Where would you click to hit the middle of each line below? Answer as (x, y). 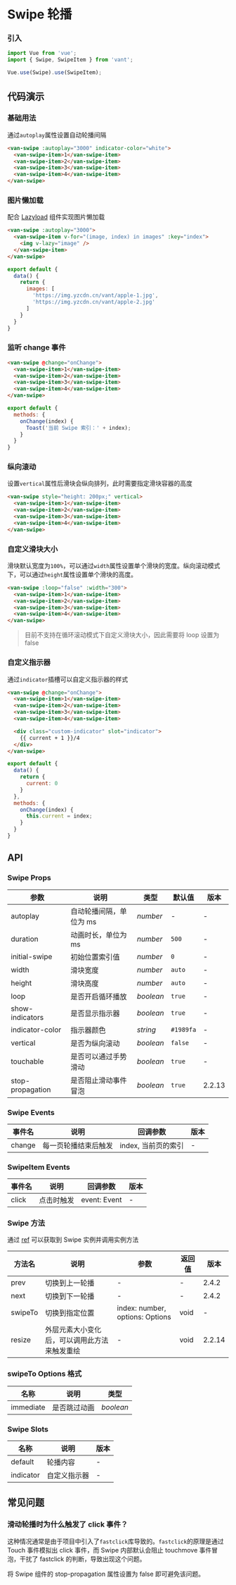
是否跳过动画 (73, 1407)
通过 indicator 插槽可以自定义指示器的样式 (68, 679)
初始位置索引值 (95, 957)
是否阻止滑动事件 (98, 1080)
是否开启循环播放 (98, 997)
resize (21, 1340)
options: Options (144, 1317)
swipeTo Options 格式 (45, 1374)
